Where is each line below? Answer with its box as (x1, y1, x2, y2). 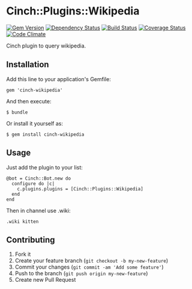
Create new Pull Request (14, 276, 76, 284)
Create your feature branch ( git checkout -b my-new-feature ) (14, 257, 169, 264)
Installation (6, 59, 49, 70)
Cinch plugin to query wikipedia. (6, 42, 86, 49)
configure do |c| (11, 180, 55, 187)
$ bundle (6, 109, 28, 115)
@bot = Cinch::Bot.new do (6, 175, 71, 181)
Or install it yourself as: (6, 120, 63, 127)
